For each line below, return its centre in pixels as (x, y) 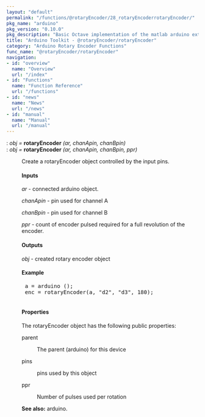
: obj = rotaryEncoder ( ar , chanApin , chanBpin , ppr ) (72, 150)
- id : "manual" (26, 114)
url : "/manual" (31, 126)
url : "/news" (28, 109)
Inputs (30, 175)
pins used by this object (67, 373)
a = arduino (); (49, 286)
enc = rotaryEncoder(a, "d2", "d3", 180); (89, 292)
